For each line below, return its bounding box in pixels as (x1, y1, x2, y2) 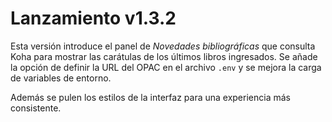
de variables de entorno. (10, 72, 112, 84)
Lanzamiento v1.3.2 (10, 7, 177, 30)
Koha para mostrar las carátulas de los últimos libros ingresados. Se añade (10, 50, 318, 62)
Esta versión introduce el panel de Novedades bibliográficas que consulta (10, 40, 316, 52)
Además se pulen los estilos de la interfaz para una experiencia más (10, 91, 291, 103)
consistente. (10, 102, 62, 114)
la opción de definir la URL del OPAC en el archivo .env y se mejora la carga (10, 61, 322, 73)
